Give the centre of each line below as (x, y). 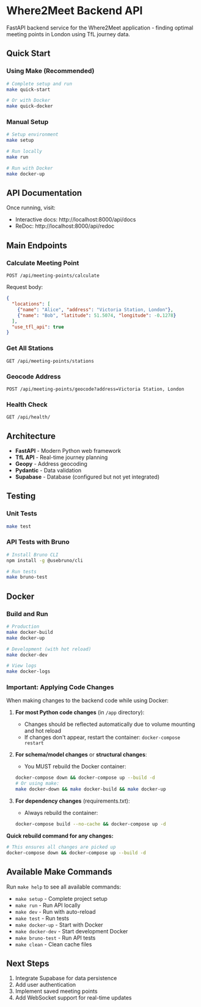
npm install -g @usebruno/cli (45, 560)
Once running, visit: (31, 208)
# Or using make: (37, 784)
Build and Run (27, 614)
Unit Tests (22, 514)
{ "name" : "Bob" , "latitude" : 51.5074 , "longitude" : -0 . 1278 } (97, 315)
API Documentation (44, 193)
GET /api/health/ (28, 417)
